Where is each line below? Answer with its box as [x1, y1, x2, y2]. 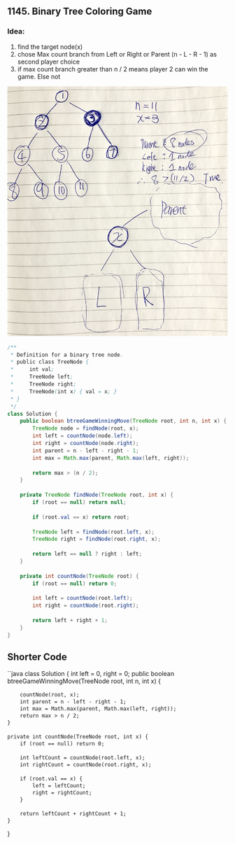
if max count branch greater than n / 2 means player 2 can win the [17, 64, 208, 73]
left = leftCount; [32, 782, 86, 789]
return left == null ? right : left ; [32, 551, 142, 558]
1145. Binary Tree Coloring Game [7, 6, 152, 17]
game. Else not [17, 72, 61, 80]
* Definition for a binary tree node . [10, 351, 124, 358]
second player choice [17, 57, 80, 66]
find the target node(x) [17, 42, 83, 51]
